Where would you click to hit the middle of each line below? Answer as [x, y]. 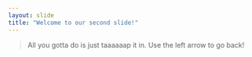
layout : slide [31, 15]
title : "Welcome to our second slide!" [73, 23]
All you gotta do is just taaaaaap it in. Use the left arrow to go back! [136, 45]
